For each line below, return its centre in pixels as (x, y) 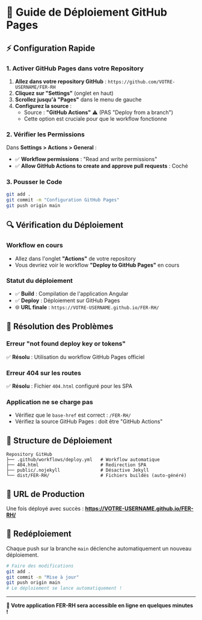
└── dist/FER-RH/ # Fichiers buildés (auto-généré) (96, 476)
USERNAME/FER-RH (35, 87)
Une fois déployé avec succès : (45, 508)
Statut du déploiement (40, 280)
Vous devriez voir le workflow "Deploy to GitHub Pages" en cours (97, 265)
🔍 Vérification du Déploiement (65, 225)
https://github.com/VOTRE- (142, 82)
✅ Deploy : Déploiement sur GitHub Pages (67, 300)
